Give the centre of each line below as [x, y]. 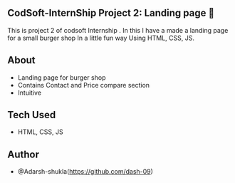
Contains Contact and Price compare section [84, 85]
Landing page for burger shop [62, 77]
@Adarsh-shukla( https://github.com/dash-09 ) [85, 172]
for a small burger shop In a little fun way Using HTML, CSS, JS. [101, 38]
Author [23, 154]
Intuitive [29, 93]
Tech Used [32, 115]
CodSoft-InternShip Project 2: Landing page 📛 [111, 13]
